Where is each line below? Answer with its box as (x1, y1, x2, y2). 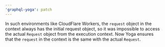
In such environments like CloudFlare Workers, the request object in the (5, 21, 152, 26)
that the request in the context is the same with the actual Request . (5, 36, 141, 42)
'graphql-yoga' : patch (5, 7, 52, 12)
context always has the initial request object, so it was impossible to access (5, 25, 160, 32)
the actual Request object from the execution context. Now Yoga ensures (5, 31, 154, 37)
